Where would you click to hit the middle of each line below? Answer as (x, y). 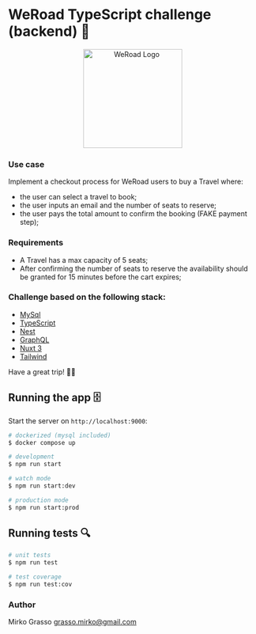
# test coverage (35, 577)
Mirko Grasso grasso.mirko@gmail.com (72, 622)
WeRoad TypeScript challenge (110, 15)
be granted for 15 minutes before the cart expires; (100, 277)
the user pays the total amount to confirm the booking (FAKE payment (133, 214)
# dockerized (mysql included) (60, 435)
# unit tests (30, 556)
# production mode (38, 500)
